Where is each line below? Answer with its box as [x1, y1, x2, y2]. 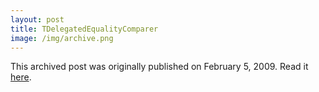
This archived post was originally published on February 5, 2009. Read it [10, 61, 309, 73]
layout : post [10, 14, 65, 25]
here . [10, 71, 32, 83]
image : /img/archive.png [10, 33, 114, 43]
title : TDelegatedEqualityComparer [10, 24, 159, 34]
